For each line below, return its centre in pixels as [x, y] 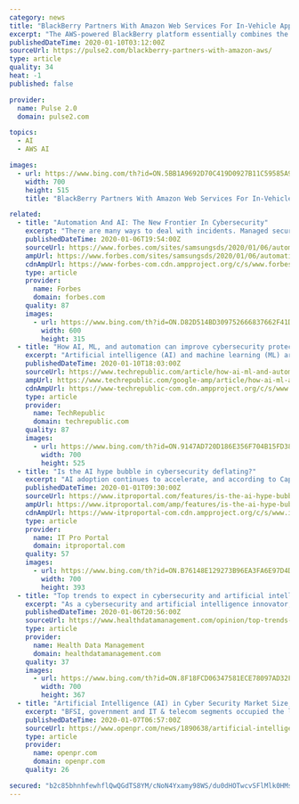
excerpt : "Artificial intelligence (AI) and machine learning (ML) [153, 356]
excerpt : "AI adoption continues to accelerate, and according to [151, 480]
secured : [25, 785]
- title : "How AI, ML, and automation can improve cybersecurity [141, 347]
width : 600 [61, 331]
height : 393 [64, 587]
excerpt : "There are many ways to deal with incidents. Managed [147, 231]
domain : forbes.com [69, 298]
